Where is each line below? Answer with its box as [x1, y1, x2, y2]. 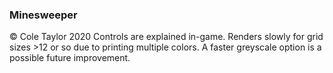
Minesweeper [9, 8, 78, 22]
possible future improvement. [9, 52, 131, 64]
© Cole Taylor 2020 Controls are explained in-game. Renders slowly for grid [9, 31, 324, 43]
